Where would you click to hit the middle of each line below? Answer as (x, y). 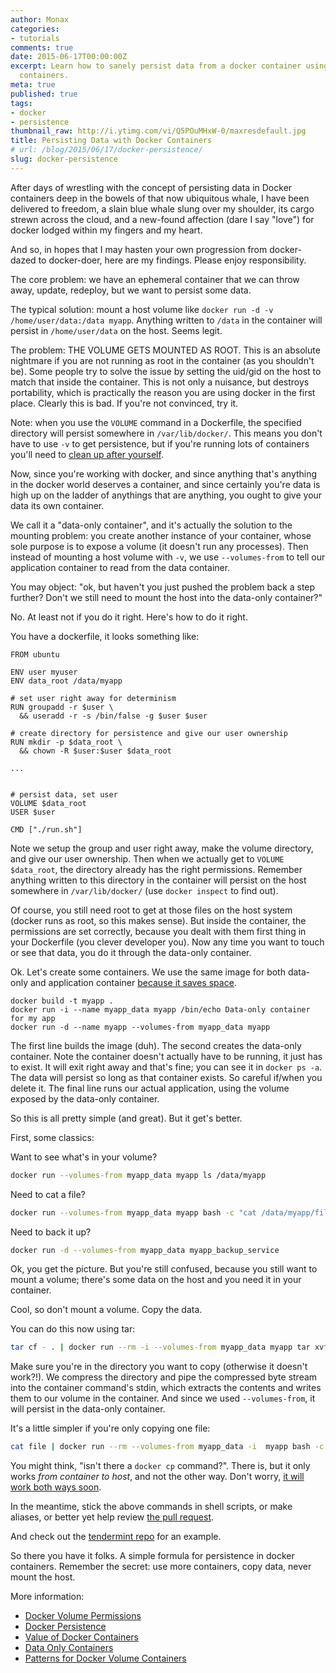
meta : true (33, 85)
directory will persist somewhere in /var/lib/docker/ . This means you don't (166, 433)
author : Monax (40, 19)
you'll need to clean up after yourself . (87, 454)
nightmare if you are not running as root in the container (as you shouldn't (162, 360)
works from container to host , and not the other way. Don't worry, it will (157, 1477)
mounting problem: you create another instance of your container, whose (161, 535)
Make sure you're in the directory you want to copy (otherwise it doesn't (159, 1367)
